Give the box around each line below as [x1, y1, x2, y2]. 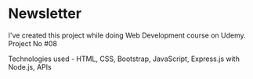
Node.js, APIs [8, 62, 52, 71]
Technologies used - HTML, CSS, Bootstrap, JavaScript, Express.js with [8, 54, 240, 63]
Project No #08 [8, 38, 57, 48]
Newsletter [8, 5, 82, 23]
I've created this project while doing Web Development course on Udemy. [8, 31, 246, 40]
